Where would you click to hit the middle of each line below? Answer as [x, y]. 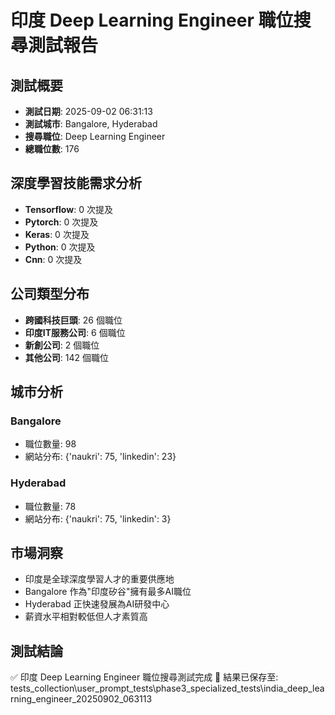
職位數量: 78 [50, 506]
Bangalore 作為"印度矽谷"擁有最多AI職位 [108, 592]
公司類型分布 [50, 294]
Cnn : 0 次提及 [53, 259]
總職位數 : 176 [52, 149]
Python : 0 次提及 [60, 247]
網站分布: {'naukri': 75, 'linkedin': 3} [98, 518]
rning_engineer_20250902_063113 [81, 699]
